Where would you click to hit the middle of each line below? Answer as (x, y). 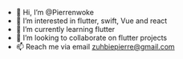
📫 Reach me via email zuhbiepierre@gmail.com (95, 47)
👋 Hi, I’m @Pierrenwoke (55, 12)
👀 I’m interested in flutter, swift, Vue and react (91, 21)
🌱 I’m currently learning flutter (65, 29)
